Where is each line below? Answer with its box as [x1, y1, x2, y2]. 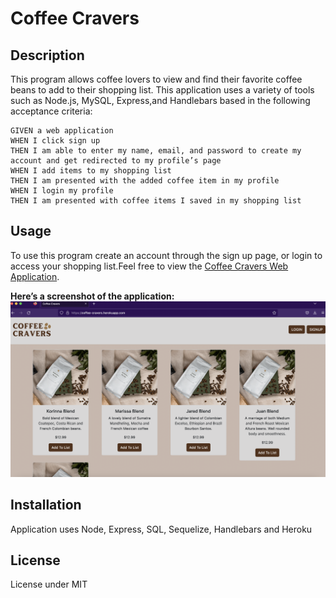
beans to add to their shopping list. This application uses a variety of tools [10, 84, 315, 96]
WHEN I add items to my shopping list [10, 166, 172, 176]
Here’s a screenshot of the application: [10, 290, 175, 302]
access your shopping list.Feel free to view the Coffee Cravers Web [10, 260, 289, 272]
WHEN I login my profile [10, 186, 114, 196]
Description [10, 47, 85, 64]
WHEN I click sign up [10, 136, 101, 146]
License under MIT [10, 578, 88, 591]
